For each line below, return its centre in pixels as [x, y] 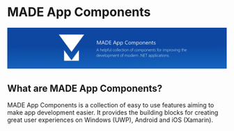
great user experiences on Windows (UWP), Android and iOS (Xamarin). [110, 120]
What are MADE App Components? [85, 88]
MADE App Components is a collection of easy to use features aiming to [111, 105]
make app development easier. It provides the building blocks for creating [113, 113]
